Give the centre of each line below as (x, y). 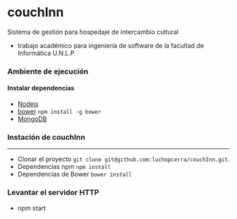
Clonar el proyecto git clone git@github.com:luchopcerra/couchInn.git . (123, 159)
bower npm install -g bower (59, 112)
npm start (31, 208)
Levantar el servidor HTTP (53, 193)
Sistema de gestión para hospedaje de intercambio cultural (93, 32)
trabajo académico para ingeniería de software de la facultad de (111, 45)
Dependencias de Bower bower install (75, 174)
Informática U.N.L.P (46, 53)
